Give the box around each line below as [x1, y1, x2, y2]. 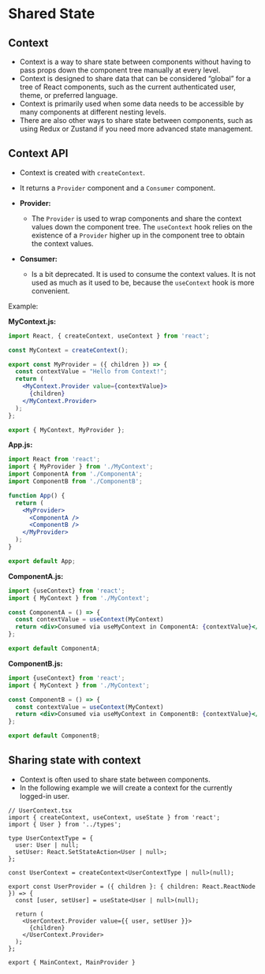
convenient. [31, 285, 70, 296]
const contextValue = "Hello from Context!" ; [15, 368, 168, 375]
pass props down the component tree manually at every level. [19, 65, 221, 75]
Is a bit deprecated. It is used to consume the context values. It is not [31, 269, 256, 278]
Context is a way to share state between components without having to [19, 57, 251, 66]
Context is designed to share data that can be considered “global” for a [19, 74, 251, 83]
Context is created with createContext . [19, 167, 146, 177]
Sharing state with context [8, 754, 141, 767]
